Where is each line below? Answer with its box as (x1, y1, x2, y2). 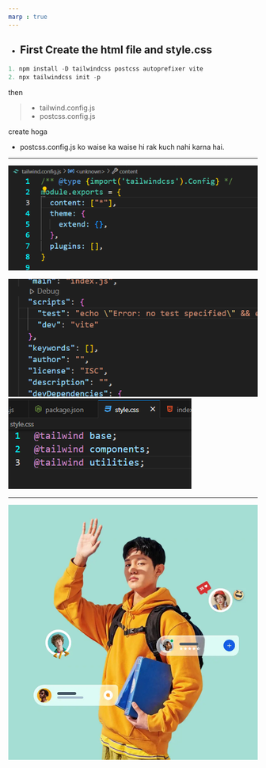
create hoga (8, 127, 47, 136)
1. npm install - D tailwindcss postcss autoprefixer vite (8, 65, 203, 73)
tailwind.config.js (39, 103, 96, 113)
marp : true (8, 13, 47, 21)
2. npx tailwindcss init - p (8, 74, 101, 82)
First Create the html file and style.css (19, 44, 212, 57)
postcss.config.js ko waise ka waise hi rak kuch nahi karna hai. (19, 143, 225, 152)
